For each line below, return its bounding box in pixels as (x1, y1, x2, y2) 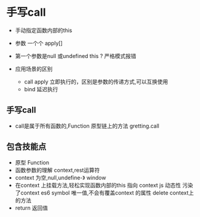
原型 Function (15, 158, 50, 166)
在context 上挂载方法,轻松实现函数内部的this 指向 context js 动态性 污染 (15, 181, 193, 189)
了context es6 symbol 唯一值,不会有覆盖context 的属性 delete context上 (15, 189, 194, 196)
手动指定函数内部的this (15, 27, 73, 34)
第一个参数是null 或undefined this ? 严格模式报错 (15, 52, 136, 59)
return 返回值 (15, 204, 48, 212)
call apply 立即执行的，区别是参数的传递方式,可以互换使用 (24, 78, 168, 85)
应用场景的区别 (15, 65, 53, 73)
